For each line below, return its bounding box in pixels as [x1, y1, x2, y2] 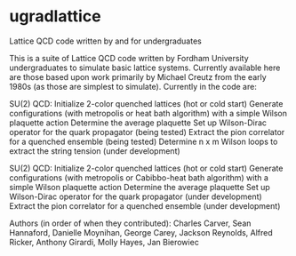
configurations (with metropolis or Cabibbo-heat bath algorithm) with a [9, 172, 269, 183]
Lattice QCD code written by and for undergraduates [9, 36, 202, 46]
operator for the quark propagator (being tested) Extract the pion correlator [9, 126, 285, 137]
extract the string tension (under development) [9, 145, 180, 156]
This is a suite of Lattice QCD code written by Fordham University [9, 52, 249, 63]
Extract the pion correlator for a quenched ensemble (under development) [9, 200, 281, 211]
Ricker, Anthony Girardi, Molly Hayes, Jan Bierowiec [9, 236, 200, 247]
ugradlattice [9, 6, 101, 27]
